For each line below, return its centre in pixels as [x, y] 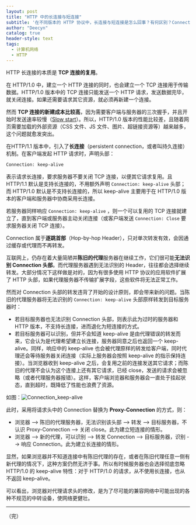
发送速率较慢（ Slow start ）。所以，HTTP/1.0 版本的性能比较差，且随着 [100, 119]
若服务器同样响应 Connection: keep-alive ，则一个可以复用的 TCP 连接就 [94, 210]
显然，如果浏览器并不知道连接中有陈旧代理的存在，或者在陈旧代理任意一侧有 [98, 456]
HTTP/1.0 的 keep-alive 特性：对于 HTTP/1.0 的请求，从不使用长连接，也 [93, 471]
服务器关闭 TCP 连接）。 [39, 225]
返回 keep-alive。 [32, 478]
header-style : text [30, 39]
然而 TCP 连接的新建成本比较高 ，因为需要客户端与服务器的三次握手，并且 [94, 112]
